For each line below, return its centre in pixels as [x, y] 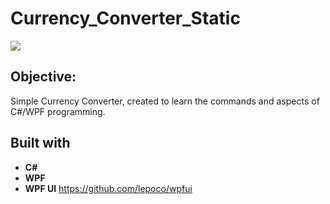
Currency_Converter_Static [125, 18]
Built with [40, 143]
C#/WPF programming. [58, 111]
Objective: [43, 77]
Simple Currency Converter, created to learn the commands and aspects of [165, 101]
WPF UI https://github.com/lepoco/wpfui [108, 188]
